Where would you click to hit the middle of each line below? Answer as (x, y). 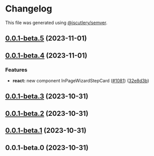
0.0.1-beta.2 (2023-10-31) (47, 113)
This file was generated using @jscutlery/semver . (56, 23)
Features (16, 70)
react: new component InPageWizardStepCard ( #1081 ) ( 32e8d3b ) (81, 81)
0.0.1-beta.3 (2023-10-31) (47, 97)
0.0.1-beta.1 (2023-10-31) (46, 131)
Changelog (29, 9)
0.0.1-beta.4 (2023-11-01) (46, 55)
